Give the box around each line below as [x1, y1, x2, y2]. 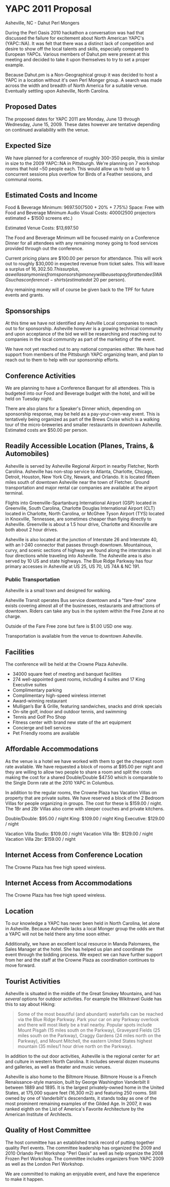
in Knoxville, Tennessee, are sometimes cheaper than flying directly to [5, 516, 152, 522]
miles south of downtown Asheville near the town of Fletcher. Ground [5, 479, 150, 485]
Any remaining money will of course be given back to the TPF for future [5, 286, 154, 293]
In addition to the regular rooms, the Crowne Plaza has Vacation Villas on [5, 789, 157, 795]
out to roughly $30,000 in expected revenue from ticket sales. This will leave [5, 261, 165, 267]
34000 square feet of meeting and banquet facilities [12, 671, 122, 677]
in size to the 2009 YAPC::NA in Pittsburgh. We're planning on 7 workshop [5, 160, 160, 166]
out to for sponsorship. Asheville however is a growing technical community [5, 325, 163, 332]
